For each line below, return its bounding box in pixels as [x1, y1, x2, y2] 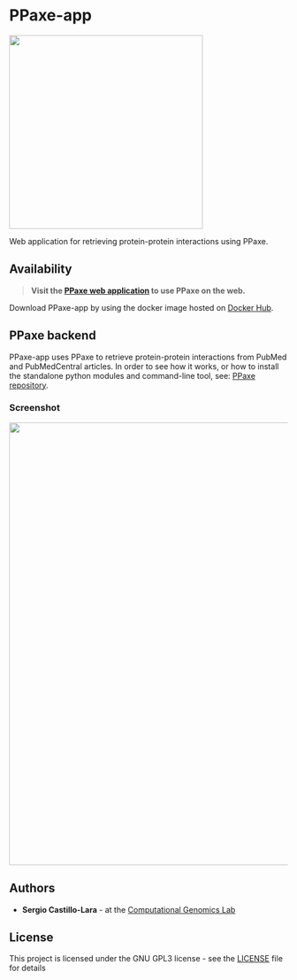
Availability [9, 262, 72, 277]
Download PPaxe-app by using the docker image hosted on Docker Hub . [9, 302, 274, 313]
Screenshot [9, 402, 60, 414]
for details [9, 962, 46, 974]
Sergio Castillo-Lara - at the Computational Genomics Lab [21, 904, 236, 914]
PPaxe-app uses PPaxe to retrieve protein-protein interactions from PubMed [9, 351, 287, 362]
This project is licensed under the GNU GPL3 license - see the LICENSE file [9, 953, 283, 964]
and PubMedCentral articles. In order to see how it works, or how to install [9, 360, 279, 372]
